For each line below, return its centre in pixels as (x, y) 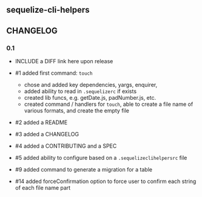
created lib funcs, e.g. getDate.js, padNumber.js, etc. (90, 98)
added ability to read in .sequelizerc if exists (80, 91)
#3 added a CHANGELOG (47, 134)
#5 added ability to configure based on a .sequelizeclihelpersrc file (101, 158)
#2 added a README (41, 123)
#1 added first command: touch (54, 73)
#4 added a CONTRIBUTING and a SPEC (66, 146)
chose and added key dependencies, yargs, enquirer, (91, 85)
